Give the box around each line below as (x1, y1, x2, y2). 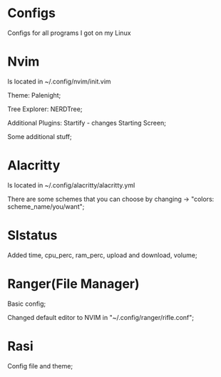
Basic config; (7, 299, 46, 308)
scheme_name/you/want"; (7, 202, 85, 211)
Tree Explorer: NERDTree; (7, 105, 83, 113)
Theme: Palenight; (7, 91, 61, 99)
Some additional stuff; (7, 132, 73, 140)
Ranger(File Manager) (7, 276, 140, 291)
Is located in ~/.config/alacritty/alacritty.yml (7, 180, 135, 190)
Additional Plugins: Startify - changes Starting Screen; (7, 118, 166, 127)
